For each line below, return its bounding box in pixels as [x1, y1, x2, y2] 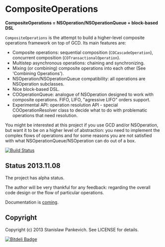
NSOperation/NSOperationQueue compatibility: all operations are [12, 76, 146, 82]
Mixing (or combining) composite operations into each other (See [12, 65, 146, 71]
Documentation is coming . [5, 199, 59, 205]
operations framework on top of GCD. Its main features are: [5, 40, 126, 45]
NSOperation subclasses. [12, 81, 64, 87]
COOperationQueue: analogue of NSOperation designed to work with [12, 91, 154, 97]
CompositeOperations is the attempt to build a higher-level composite [5, 35, 145, 41]
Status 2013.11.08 [5, 162, 61, 170]
